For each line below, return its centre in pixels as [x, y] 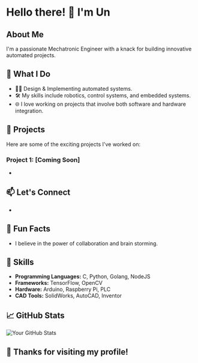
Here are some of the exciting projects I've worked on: [73, 144]
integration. [29, 111]
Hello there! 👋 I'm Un [58, 12]
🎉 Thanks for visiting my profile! [67, 352]
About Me [25, 35]
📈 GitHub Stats [35, 315]
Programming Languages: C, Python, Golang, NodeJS [82, 276]
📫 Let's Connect [38, 193]
